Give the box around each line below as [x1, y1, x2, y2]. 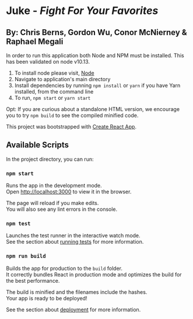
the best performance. [6, 277, 60, 284]
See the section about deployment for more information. [6, 306, 141, 313]
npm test [6, 220, 31, 227]
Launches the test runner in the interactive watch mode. [6, 232, 141, 239]
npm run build [6, 253, 46, 259]
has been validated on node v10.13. [6, 58, 90, 65]
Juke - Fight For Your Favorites [6, 4, 159, 18]
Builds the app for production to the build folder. [6, 265, 123, 272]
